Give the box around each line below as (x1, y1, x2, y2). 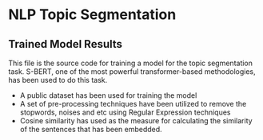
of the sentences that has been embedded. (19, 125, 162, 134)
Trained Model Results (8, 37, 122, 51)
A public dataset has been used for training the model (19, 91, 197, 100)
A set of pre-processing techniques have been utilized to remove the (19, 99, 247, 108)
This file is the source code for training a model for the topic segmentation (8, 58, 253, 68)
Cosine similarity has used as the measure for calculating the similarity (19, 116, 253, 125)
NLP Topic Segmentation (8, 6, 177, 24)
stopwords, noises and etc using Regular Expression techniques (19, 107, 231, 117)
